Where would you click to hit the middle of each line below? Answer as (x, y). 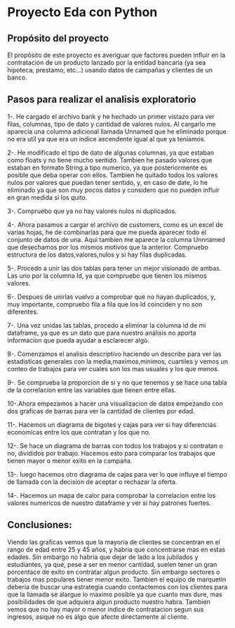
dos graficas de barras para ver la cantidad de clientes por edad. (101, 411)
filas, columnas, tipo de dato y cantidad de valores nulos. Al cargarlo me (112, 124)
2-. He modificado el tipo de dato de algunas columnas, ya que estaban (111, 153)
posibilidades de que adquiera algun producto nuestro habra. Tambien (109, 601)
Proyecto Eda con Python (82, 12)
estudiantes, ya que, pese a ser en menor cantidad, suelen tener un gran (112, 564)
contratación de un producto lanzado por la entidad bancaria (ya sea (107, 63)
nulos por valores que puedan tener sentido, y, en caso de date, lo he (108, 182)
